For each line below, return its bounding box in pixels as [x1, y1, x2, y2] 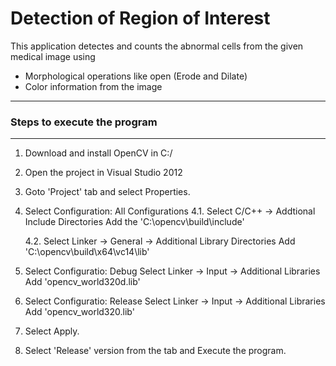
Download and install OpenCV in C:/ [24, 147, 173, 159]
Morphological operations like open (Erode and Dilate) [24, 70, 248, 82]
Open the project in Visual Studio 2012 [24, 167, 183, 179]
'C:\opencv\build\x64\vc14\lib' [24, 246, 150, 258]
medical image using [10, 50, 96, 62]
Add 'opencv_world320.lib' [24, 306, 135, 318]
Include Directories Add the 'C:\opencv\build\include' [24, 216, 245, 228]
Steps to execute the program [10, 115, 158, 129]
